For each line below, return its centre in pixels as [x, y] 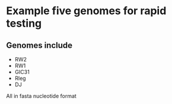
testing [24, 23]
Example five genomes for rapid [86, 11]
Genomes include [39, 45]
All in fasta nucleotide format [42, 96]
